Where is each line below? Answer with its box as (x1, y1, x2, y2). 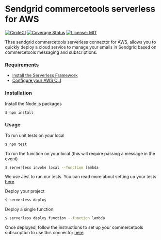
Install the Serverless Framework (12, 73, 78, 78)
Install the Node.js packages (5, 101, 62, 106)
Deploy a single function (5, 207, 54, 212)
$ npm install (5, 110, 34, 115)
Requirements (5, 61, 39, 68)
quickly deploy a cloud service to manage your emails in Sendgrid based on (5, 44, 157, 50)
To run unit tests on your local (5, 132, 64, 138)
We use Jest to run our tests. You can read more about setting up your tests (5, 174, 157, 180)
